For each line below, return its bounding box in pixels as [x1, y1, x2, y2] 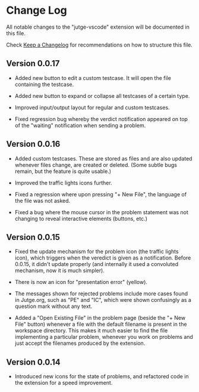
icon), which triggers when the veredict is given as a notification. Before [14, 254, 191, 261]
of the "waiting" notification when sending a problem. [14, 122, 146, 129]
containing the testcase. [14, 81, 74, 88]
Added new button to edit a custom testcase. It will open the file [14, 74, 171, 81]
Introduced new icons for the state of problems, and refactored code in [14, 373, 189, 380]
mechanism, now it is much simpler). [14, 267, 105, 274]
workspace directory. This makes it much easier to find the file [14, 327, 168, 334]
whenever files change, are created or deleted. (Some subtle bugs [14, 161, 177, 168]
